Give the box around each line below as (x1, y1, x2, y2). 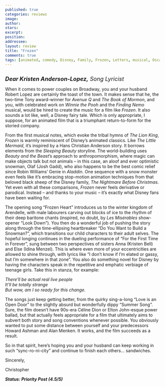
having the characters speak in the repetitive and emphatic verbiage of (5, 262, 149, 268)
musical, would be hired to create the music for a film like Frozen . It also (5, 107, 151, 113)
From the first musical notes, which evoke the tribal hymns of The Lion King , (5, 132, 159, 138)
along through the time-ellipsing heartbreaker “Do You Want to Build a (5, 225, 146, 231)
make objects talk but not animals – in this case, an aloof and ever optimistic (5, 158, 159, 165)
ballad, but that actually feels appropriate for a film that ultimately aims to (5, 312, 153, 318)
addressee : (5, 39, 27, 44)
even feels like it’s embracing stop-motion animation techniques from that (5, 174, 154, 180)
